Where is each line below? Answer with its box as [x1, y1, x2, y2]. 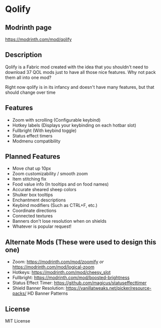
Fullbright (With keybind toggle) [12, 128, 77, 133]
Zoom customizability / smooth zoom [12, 171, 88, 177]
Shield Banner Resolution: [12, 285, 65, 291]
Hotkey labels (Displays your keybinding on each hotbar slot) [12, 122, 137, 128]
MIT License [5, 318, 31, 324]
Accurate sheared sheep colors [12, 187, 77, 193]
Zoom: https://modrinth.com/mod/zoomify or [12, 259, 104, 265]
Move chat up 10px [12, 165, 51, 172]
